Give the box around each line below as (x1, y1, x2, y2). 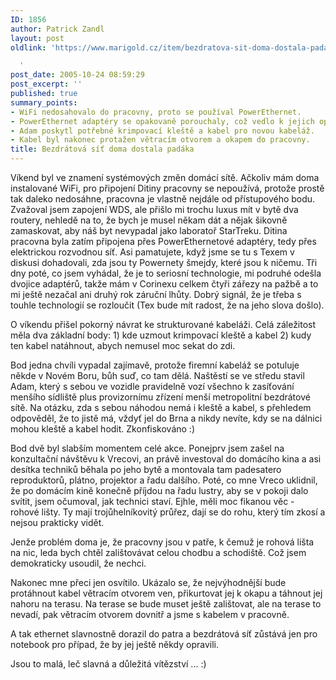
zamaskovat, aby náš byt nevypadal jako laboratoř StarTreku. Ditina (10, 225, 288, 236)
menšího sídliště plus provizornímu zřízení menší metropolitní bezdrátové (10, 391, 311, 403)
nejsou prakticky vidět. (10, 517, 105, 528)
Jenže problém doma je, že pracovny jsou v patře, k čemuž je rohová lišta (10, 536, 315, 548)
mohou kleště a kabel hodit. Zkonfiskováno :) (10, 423, 196, 435)
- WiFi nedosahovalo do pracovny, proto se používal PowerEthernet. (10, 107, 302, 117)
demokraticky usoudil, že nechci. (10, 557, 147, 569)
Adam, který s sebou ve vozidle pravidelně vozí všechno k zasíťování (10, 381, 295, 392)
